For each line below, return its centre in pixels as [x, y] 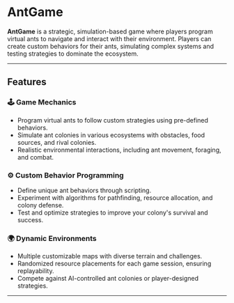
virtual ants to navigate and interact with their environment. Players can [109, 38]
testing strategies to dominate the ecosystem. [73, 54]
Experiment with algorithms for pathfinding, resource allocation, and [115, 197]
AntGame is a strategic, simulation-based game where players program [110, 31]
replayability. [36, 271]
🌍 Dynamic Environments [52, 238]
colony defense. [40, 205]
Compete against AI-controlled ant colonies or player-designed [108, 279]
